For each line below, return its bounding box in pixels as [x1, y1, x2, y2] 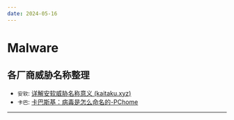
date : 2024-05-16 [7, 10, 58, 17]
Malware [7, 40, 59, 55]
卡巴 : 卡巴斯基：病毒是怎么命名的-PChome [17, 98, 139, 106]
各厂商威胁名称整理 [7, 69, 90, 81]
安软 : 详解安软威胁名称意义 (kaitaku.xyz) [17, 89, 132, 97]
